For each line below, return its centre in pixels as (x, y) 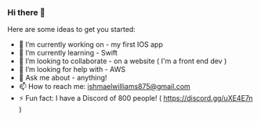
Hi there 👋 (27, 12)
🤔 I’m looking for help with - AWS (72, 69)
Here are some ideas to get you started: (72, 30)
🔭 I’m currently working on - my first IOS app (91, 44)
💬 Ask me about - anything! (63, 78)
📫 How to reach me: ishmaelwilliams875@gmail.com (105, 87)
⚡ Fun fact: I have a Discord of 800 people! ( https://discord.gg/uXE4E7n (136, 98)
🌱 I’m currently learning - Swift (68, 53)
